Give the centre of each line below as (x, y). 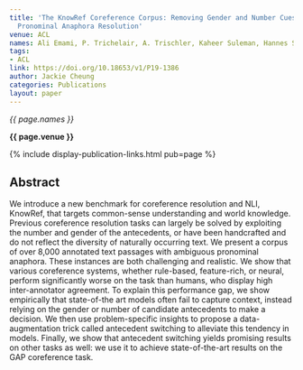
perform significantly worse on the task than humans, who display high (141, 281)
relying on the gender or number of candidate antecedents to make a (138, 310)
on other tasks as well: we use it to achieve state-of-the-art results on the (146, 347)
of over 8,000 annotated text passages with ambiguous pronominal (134, 252)
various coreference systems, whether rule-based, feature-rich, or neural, (147, 271)
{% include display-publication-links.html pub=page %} (113, 153)
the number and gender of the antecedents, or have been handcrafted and (148, 233)
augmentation (35, 328)
